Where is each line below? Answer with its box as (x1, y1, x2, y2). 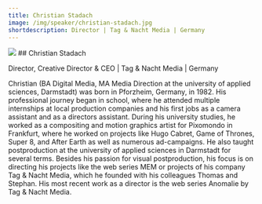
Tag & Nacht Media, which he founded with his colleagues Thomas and (8, 170, 238, 180)
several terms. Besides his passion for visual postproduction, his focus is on (8, 154, 253, 163)
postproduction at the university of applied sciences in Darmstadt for (8, 146, 231, 155)
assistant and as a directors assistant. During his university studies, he (8, 112, 236, 122)
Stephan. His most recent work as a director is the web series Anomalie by (8, 179, 249, 188)
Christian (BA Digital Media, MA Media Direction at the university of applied (8, 79, 251, 89)
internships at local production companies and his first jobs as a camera (8, 104, 241, 114)
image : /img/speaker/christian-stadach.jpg (8, 19, 153, 27)
